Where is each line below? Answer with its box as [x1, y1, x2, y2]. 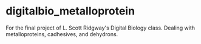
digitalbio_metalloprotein [5, 4, 135, 18]
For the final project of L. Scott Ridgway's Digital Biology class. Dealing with [5, 24, 196, 31]
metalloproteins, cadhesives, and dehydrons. [5, 30, 118, 37]
